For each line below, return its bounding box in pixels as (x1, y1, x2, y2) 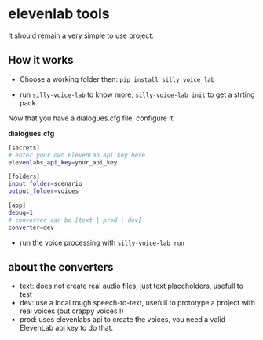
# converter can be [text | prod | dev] (8, 216, 143, 224)
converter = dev (8, 224, 55, 231)
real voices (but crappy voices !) (19, 306, 124, 316)
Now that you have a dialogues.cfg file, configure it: (8, 113, 175, 123)
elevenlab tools (8, 5, 110, 23)
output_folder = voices (8, 187, 79, 195)
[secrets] (8, 143, 41, 152)
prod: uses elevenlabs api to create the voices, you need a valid (19, 315, 226, 324)
